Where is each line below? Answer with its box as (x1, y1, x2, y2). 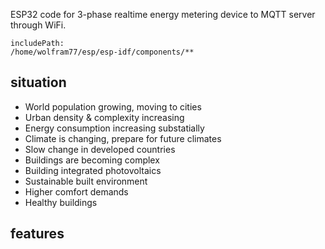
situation (10, 74, 67, 91)
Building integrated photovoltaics (24, 164, 162, 176)
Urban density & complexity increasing (24, 111, 185, 123)
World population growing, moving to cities (24, 100, 202, 113)
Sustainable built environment (24, 175, 148, 187)
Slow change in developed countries (24, 143, 176, 155)
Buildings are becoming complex (24, 154, 160, 166)
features (10, 225, 65, 243)
